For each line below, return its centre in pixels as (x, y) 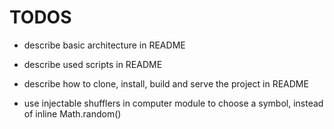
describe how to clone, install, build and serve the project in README (166, 83)
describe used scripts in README (93, 64)
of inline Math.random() (72, 113)
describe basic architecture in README (104, 45)
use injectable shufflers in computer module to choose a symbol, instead (173, 103)
